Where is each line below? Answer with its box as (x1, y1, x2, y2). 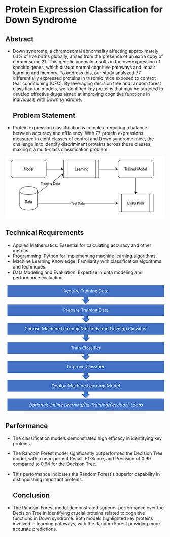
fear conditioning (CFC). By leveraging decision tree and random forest (12, 80, 161, 86)
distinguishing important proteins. (12, 476, 83, 483)
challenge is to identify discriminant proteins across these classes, (12, 141, 152, 147)
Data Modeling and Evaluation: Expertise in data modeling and (12, 269, 143, 275)
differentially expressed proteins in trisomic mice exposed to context (12, 75, 156, 81)
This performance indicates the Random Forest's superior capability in (12, 471, 160, 477)
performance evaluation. (12, 274, 64, 280)
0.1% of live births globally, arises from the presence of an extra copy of (12, 53, 163, 59)
